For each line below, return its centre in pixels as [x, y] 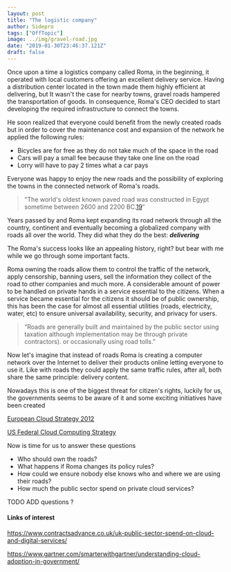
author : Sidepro [30, 26]
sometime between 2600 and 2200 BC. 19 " [84, 207]
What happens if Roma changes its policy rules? [85, 466]
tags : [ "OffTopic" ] [35, 33]
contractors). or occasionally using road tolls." [90, 341]
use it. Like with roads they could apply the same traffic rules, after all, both [114, 370]
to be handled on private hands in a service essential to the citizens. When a [116, 291]
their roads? [34, 481]
